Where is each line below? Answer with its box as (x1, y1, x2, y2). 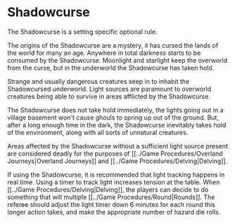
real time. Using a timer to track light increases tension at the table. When (7, 177, 220, 186)
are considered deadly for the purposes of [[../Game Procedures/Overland (7, 149, 223, 158)
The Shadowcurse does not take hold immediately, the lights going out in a (7, 106, 224, 114)
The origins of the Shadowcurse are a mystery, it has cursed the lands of (7, 41, 219, 49)
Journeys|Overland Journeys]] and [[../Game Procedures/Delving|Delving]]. (7, 156, 228, 165)
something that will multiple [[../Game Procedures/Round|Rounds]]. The (7, 193, 215, 201)
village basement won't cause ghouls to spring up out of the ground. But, (7, 113, 220, 122)
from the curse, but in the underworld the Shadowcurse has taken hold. (7, 63, 215, 72)
